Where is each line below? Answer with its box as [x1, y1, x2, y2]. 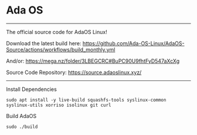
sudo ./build [6, 124, 38, 130]
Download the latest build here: [6, 39, 81, 47]
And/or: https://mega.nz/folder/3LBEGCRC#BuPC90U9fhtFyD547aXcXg [6, 57, 180, 65]
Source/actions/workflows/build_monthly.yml [6, 46, 116, 53]
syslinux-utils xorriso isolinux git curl [6, 102, 111, 108]
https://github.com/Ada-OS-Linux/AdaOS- [82, 39, 185, 47]
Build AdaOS [6, 112, 37, 119]
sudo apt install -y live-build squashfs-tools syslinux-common [6, 97, 167, 103]
